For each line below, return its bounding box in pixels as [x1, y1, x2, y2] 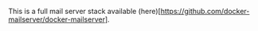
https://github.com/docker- [160, 7, 250, 15]
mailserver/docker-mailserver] [8, 15, 108, 24]
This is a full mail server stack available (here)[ [8, 7, 161, 15]
